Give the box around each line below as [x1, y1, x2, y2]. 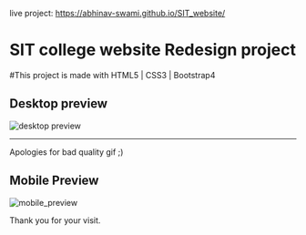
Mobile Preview [9, 173, 99, 189]
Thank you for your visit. [9, 214, 101, 226]
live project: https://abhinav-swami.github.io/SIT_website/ [9, 8, 226, 18]
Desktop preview [9, 96, 107, 112]
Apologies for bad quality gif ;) [9, 146, 124, 158]
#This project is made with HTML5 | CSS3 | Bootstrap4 [9, 69, 216, 80]
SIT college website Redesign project [9, 40, 296, 60]
